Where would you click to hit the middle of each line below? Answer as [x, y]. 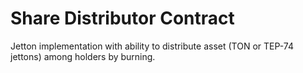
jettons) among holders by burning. [83, 56]
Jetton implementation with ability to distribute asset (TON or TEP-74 [152, 46]
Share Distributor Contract [122, 18]
